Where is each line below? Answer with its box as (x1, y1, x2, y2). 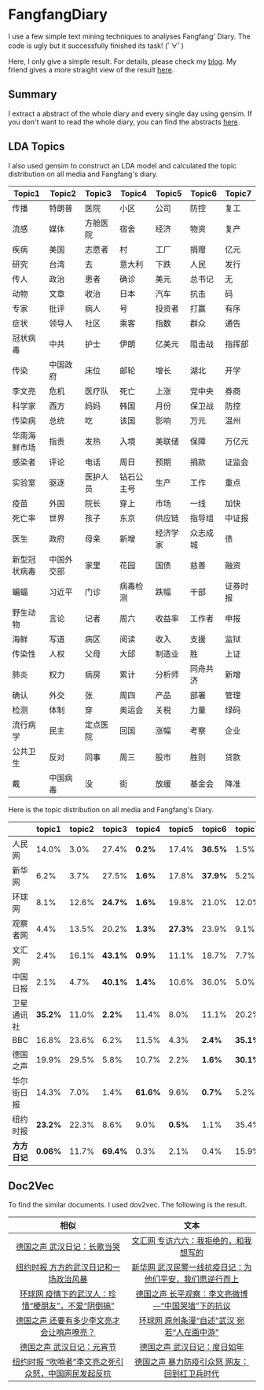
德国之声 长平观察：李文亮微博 (135, 1288, 248, 1299)
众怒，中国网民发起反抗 (24, 1368, 112, 1379)
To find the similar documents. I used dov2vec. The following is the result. (8, 1200, 247, 1210)
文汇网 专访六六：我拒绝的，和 (131, 1236, 244, 1247)
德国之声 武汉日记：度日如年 (139, 1342, 244, 1353)
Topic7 (225, 187, 252, 198)
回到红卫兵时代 (163, 1368, 220, 1379)
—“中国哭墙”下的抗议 (152, 1300, 231, 1311)
